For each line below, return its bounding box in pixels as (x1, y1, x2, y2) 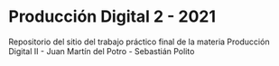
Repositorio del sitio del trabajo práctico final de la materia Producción (8, 36, 270, 47)
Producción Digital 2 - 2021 (8, 6, 217, 27)
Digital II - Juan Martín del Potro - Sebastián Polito (8, 45, 195, 56)
